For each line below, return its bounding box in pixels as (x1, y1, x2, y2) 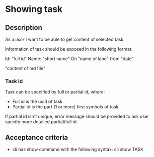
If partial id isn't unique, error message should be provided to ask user (5, 113, 149, 120)
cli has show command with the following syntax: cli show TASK (12, 147, 144, 153)
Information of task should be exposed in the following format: (5, 46, 133, 52)
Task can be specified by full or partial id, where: (5, 89, 105, 95)
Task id (5, 78, 23, 84)
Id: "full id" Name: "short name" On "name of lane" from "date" (5, 56, 134, 62)
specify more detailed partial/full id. (5, 119, 78, 125)
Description (5, 23, 42, 32)
